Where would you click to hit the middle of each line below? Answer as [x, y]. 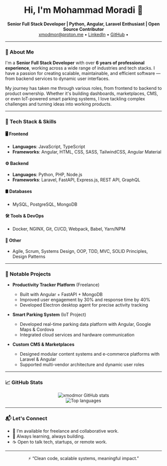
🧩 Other [13, 240]
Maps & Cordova [37, 329]
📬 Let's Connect [26, 418]
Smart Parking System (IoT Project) [49, 314]
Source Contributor [83, 29]
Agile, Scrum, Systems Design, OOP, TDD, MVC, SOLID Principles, [80, 251]
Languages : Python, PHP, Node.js [47, 174]
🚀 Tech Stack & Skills [31, 122]
